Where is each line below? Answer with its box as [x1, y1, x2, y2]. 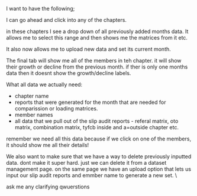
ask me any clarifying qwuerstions [6, 183, 90, 190]
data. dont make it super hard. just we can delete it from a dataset [6, 159, 167, 166]
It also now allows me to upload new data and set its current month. [6, 45, 172, 53]
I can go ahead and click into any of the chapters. [6, 17, 127, 23]
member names [14, 112, 53, 118]
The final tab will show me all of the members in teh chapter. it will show [6, 57, 182, 64]
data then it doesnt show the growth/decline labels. [6, 70, 131, 76]
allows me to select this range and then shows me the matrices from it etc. [6, 34, 188, 41]
